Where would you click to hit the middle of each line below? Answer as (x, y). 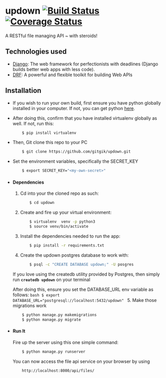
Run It (19, 331)
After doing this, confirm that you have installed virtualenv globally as (85, 118)
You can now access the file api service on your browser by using (81, 361)
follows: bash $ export (36, 295)
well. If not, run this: (33, 123)
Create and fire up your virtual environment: (66, 213)
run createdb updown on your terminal (51, 280)
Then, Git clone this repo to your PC (50, 143)
